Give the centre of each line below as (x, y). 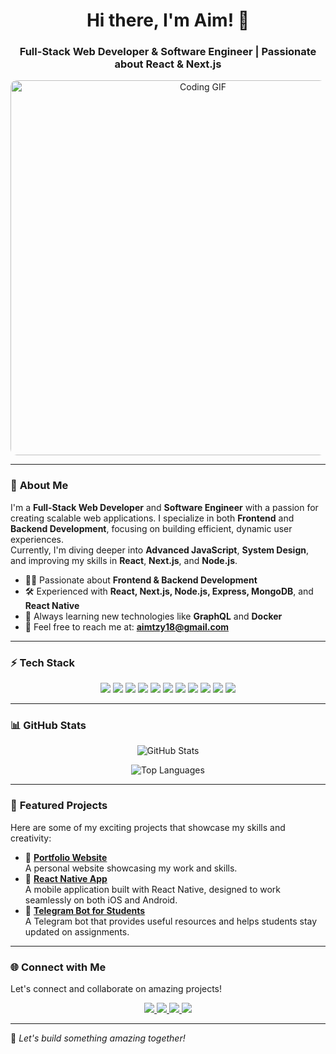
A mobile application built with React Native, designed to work (153, 889)
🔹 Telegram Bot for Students (85, 910)
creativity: (31, 838)
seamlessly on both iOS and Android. (101, 900)
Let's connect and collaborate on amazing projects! (116, 988)
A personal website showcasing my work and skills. (131, 868)
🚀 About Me (39, 486)
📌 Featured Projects (59, 806)
